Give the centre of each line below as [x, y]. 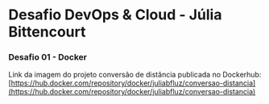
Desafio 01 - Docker [48, 57]
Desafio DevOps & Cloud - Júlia [115, 15]
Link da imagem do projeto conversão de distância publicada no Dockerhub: [135, 75]
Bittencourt [47, 32]
